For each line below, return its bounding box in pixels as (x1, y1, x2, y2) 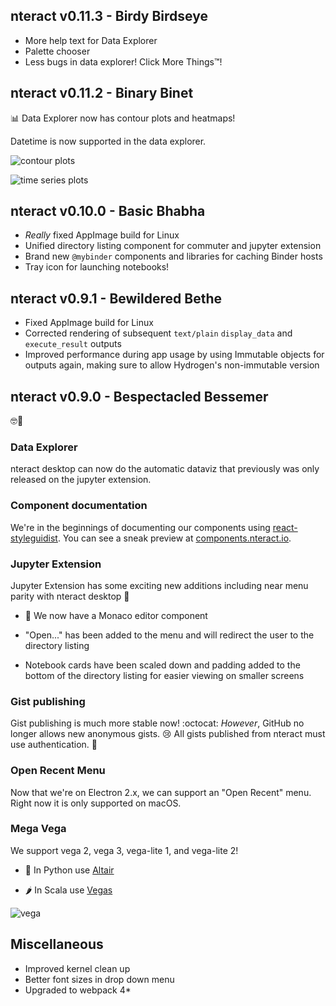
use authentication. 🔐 (10, 739, 98, 751)
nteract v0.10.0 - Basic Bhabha (10, 203, 206, 220)
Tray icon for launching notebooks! (24, 261, 170, 273)
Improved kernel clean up (24, 962, 131, 974)
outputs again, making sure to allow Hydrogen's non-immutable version (24, 359, 320, 371)
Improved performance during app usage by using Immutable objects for (24, 349, 325, 361)
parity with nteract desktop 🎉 (10, 590, 130, 602)
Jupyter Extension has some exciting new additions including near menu (10, 579, 309, 591)
